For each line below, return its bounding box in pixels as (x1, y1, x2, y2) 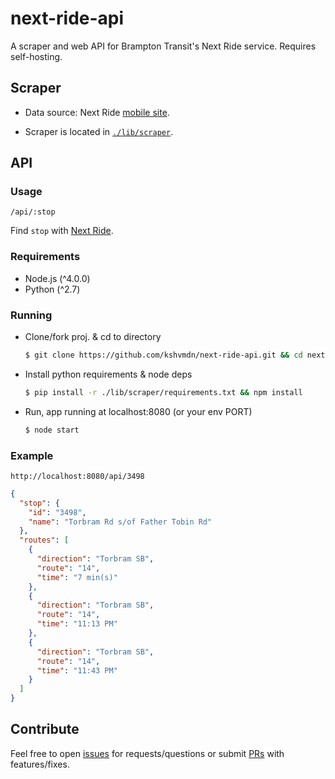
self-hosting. (10, 50, 63, 62)
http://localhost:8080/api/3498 (10, 471, 145, 481)
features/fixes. (10, 758, 70, 770)
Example (10, 448, 54, 462)
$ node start (24, 425, 80, 435)
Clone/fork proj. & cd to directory (24, 331, 162, 343)
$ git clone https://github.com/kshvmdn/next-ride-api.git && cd (24, 350, 303, 361)
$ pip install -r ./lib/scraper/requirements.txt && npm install (24, 387, 303, 397)
